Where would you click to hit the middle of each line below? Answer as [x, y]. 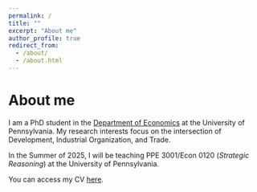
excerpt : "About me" [43, 31]
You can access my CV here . [56, 179]
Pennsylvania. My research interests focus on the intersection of [115, 131]
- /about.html [39, 61]
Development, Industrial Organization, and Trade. [90, 139]
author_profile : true [45, 38]
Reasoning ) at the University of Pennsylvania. [84, 163]
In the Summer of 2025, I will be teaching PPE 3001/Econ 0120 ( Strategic [129, 155]
